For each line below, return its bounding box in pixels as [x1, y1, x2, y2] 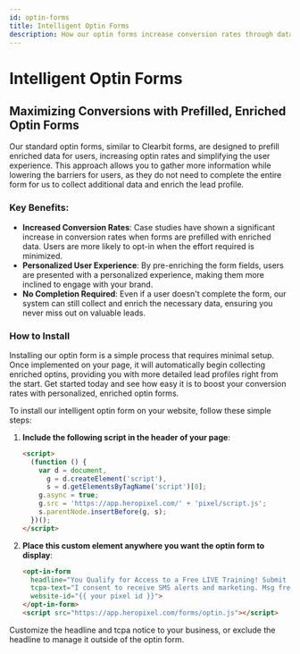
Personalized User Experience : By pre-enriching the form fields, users [21, 260, 284, 271]
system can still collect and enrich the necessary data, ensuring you [21, 298, 273, 308]
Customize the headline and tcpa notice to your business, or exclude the [9, 625, 276, 635]
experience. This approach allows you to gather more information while [9, 160, 271, 171]
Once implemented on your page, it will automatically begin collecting [9, 359, 266, 370]
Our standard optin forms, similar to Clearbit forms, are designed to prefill [9, 141, 279, 152]
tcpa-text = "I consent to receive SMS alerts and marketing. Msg [30, 583, 275, 592]
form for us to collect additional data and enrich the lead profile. [9, 180, 244, 190]
